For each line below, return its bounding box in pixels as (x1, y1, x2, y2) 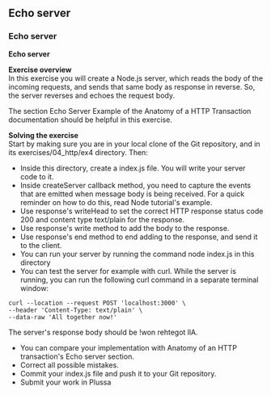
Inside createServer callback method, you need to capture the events (19, 180, 252, 190)
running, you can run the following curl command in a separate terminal (19, 275, 259, 284)
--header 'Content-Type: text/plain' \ (8, 306, 143, 314)
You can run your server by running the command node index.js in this (19, 249, 255, 258)
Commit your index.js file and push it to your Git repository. (19, 368, 217, 378)
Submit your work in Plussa (19, 377, 112, 387)
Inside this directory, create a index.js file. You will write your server (19, 163, 246, 173)
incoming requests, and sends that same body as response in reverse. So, (8, 82, 256, 91)
